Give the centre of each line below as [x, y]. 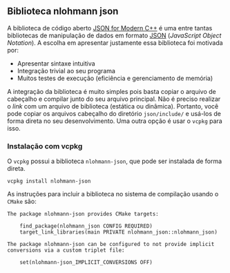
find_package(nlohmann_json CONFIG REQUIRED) [86, 226]
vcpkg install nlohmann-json [49, 181]
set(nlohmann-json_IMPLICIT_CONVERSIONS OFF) [86, 263]
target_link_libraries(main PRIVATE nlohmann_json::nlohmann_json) [118, 232]
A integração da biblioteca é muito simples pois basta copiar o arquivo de [112, 91]
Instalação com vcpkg [45, 146]
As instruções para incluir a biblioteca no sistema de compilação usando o [113, 194]
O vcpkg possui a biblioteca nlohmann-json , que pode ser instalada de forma [115, 161]
